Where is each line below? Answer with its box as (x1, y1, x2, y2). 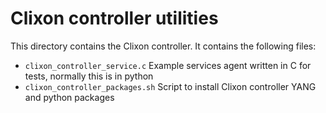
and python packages (24, 91, 115, 103)
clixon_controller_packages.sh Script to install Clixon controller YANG (24, 80, 317, 92)
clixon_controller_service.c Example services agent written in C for (24, 59, 312, 71)
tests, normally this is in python (24, 70, 154, 82)
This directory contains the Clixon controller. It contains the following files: (10, 40, 317, 52)
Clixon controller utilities (10, 7, 219, 30)
